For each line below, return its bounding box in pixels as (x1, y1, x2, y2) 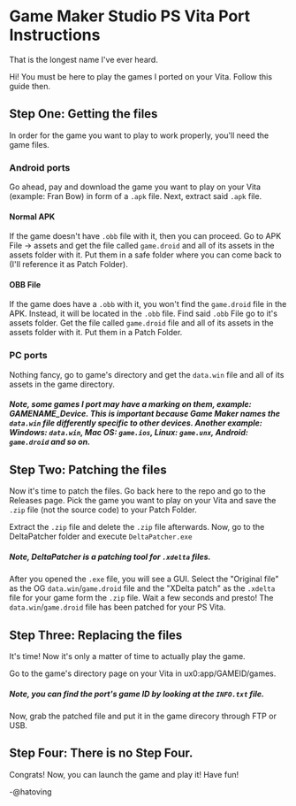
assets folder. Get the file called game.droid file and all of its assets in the (9, 318, 274, 328)
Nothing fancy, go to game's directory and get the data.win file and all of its (9, 369, 285, 380)
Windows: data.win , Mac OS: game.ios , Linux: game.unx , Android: (9, 427, 249, 438)
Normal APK (9, 211, 56, 222)
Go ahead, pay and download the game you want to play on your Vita (9, 181, 262, 192)
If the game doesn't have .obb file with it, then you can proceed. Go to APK (9, 231, 282, 242)
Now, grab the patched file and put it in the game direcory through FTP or (9, 710, 277, 721)
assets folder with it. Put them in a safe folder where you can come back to (9, 249, 282, 260)
